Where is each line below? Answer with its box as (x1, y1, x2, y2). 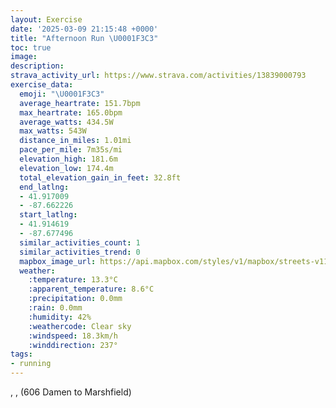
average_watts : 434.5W (19, 117, 114, 127)
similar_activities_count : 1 (19, 237, 141, 248)
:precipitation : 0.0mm (28, 294, 123, 304)
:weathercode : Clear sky (28, 321, 132, 331)
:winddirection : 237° (28, 340, 118, 350)
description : (10, 61, 65, 71)
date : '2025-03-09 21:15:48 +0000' (10, 24, 159, 34)
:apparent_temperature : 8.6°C (28, 284, 155, 295)
